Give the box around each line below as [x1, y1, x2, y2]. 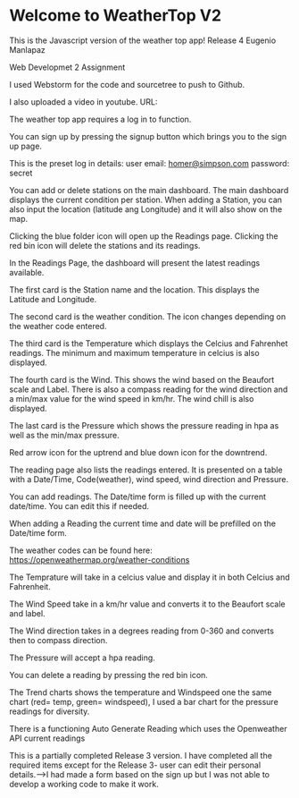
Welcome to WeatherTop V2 [9, 5, 221, 26]
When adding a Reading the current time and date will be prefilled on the [9, 518, 277, 529]
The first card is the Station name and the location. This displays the [9, 284, 261, 295]
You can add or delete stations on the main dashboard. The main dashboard [9, 184, 289, 195]
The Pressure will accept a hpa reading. [9, 652, 156, 663]
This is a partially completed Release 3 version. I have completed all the [9, 750, 272, 760]
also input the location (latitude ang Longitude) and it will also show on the [9, 203, 283, 215]
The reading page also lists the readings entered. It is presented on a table [9, 464, 283, 475]
